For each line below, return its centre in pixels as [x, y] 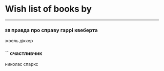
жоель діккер [19, 41]
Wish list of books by [48, 9]
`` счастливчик [24, 53]
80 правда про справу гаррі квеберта [51, 30]
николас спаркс [21, 64]
